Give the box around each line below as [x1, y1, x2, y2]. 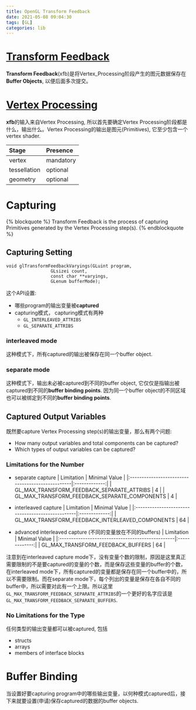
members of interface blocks [14, 649, 85, 656]
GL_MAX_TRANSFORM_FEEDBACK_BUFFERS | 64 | [41, 541, 166, 548]
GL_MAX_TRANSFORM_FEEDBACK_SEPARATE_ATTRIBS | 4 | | [14, 486, 165, 493]
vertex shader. [6, 132, 41, 139]
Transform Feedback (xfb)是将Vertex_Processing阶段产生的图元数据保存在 [6, 70, 186, 77]
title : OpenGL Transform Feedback [6, 8, 91, 15]
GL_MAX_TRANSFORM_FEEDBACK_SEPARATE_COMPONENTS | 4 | [14, 493, 177, 500]
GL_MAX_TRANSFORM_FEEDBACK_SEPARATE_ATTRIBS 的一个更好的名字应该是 [6, 590, 173, 597]
